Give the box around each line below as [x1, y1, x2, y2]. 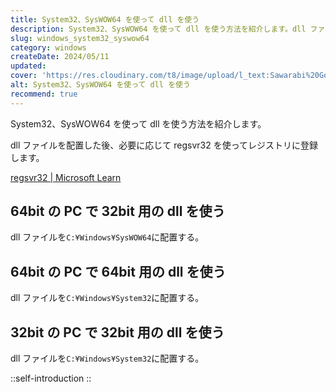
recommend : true [10, 89, 78, 99]
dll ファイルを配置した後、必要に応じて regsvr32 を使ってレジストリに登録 [10, 139, 318, 151]
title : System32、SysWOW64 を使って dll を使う [10, 14, 200, 25]
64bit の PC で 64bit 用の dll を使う [10, 263, 227, 280]
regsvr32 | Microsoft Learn [10, 171, 122, 183]
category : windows [10, 42, 87, 53]
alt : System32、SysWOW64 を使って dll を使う [10, 80, 191, 90]
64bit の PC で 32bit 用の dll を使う [10, 203, 226, 220]
